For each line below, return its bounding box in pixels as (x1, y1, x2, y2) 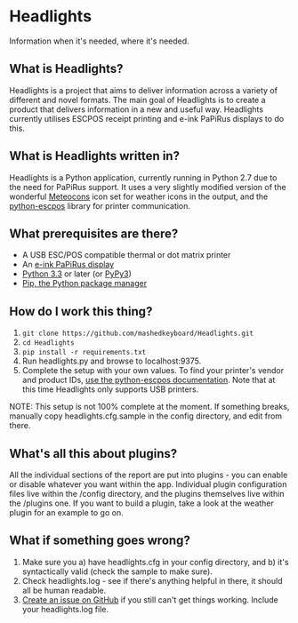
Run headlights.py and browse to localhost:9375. (21, 355, 202, 366)
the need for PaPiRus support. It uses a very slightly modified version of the (9, 181, 286, 192)
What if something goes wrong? (9, 533, 191, 548)
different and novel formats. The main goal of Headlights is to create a (9, 94, 266, 105)
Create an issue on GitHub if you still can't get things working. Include (21, 594, 278, 605)
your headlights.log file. (21, 603, 109, 614)
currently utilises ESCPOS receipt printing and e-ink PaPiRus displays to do (9, 113, 285, 124)
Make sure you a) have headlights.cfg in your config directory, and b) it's (21, 556, 289, 567)
